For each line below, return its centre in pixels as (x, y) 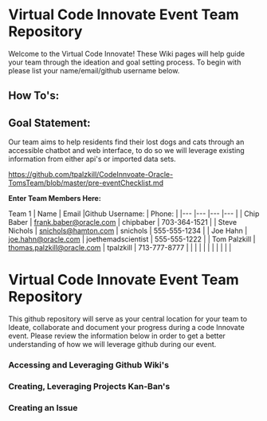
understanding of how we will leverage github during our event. (112, 344)
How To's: (34, 96)
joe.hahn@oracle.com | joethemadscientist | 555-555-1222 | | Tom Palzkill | (132, 239)
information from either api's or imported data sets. (92, 159)
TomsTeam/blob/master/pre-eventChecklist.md (86, 183)
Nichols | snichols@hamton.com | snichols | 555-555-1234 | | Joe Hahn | (128, 231)
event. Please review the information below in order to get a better (117, 336)
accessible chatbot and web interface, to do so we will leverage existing (126, 151)
